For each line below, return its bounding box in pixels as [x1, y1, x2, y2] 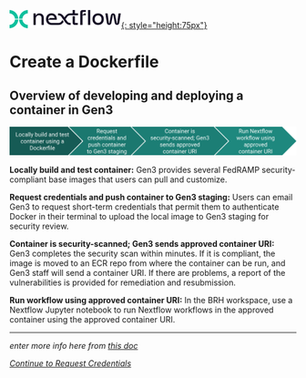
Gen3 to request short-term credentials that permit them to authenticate [9, 201, 280, 212]
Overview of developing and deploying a [9, 87, 244, 103]
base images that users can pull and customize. [48, 174, 228, 185]
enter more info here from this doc [9, 340, 138, 351]
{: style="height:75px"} [121, 20, 208, 30]
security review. [9, 220, 69, 231]
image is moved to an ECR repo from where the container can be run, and [9, 257, 286, 269]
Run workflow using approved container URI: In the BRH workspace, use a [9, 294, 293, 305]
